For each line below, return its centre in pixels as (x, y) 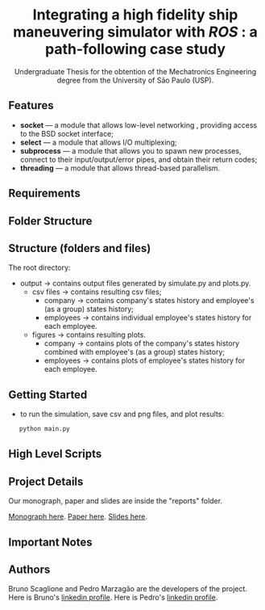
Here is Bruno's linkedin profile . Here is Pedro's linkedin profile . (113, 597)
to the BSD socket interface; (67, 133)
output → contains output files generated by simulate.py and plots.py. (135, 284)
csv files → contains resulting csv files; (97, 292)
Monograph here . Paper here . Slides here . (78, 517)
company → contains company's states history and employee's (149, 301)
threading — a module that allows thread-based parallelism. (120, 168)
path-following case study (135, 49)
